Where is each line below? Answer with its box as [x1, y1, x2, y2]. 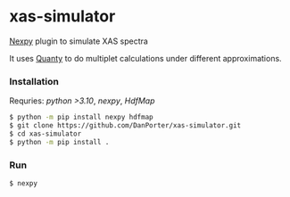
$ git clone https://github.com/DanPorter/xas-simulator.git [9, 121, 242, 130]
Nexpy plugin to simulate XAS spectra [9, 36, 149, 46]
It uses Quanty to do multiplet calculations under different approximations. [9, 53, 283, 63]
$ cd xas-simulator [9, 129, 82, 138]
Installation [9, 75, 60, 87]
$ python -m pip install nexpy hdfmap [9, 113, 153, 122]
